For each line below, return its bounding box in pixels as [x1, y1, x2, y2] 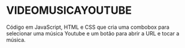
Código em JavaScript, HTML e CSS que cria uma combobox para [6, 23, 169, 31]
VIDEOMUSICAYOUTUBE [6, 4, 132, 17]
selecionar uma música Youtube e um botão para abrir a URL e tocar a [6, 29, 180, 37]
